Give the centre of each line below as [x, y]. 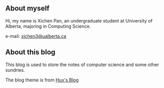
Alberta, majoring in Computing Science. [48, 26]
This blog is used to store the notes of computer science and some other [82, 64]
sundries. [15, 70]
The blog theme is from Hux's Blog [42, 80]
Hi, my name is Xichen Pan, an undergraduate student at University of [79, 20]
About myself [27, 8]
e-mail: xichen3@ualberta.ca [36, 36]
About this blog [30, 52]
